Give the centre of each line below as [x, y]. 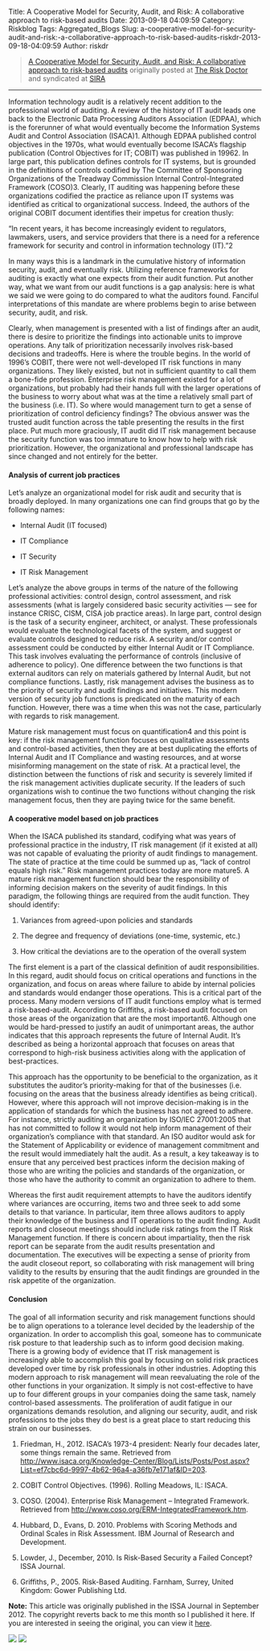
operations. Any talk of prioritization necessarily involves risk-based [121, 345]
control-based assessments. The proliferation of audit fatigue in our [121, 1402]
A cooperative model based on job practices [84, 818]
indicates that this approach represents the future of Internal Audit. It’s [125, 1036]
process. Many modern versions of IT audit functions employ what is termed [135, 1001]
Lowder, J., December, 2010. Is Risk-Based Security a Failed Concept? [136, 1558]
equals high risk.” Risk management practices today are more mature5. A [129, 871]
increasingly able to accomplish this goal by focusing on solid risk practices [133, 1360]
